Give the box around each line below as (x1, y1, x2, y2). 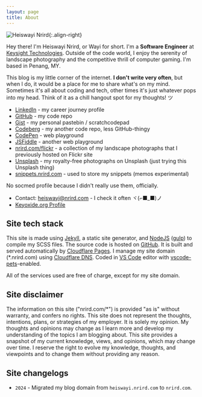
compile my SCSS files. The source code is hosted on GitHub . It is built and (6, 241, 193, 248)
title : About (6, 15, 39, 21)
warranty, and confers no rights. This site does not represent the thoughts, (6, 312, 192, 319)
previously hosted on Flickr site (14, 150, 93, 158)
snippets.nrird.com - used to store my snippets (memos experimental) (14, 170, 189, 177)
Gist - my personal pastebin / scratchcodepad (14, 118, 130, 126)
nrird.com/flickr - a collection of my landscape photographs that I (14, 144, 178, 152)
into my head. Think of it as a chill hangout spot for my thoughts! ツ (6, 94, 174, 101)
